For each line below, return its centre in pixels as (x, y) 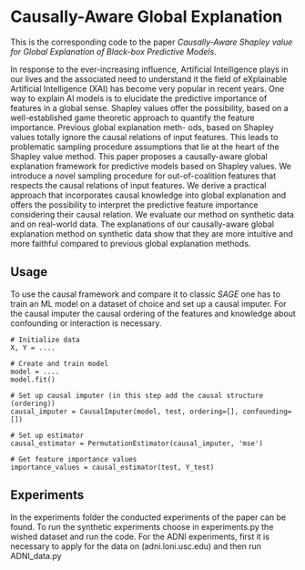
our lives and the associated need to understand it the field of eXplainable (149, 78)
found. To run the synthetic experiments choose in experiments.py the (142, 526)
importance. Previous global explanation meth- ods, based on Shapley (142, 127)
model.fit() (33, 380)
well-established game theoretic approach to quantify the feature (132, 117)
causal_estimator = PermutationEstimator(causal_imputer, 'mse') (137, 443)
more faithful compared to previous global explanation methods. (131, 243)
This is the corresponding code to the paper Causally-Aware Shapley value (152, 42)
